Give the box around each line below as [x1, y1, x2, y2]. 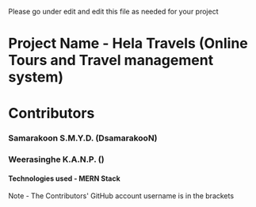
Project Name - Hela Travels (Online [8, 35, 248, 52]
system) [8, 68, 63, 86]
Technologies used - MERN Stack [8, 174, 120, 183]
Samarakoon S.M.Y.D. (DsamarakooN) [8, 132, 158, 144]
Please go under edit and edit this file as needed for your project [8, 7, 219, 16]
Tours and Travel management [8, 52, 214, 70]
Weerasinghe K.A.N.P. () [8, 154, 105, 165]
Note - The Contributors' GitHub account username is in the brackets [8, 191, 235, 201]
